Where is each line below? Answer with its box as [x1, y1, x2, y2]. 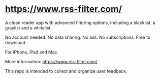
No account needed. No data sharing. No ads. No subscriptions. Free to [5, 34, 151, 40]
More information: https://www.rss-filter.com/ [5, 58, 97, 64]
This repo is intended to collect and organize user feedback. [5, 68, 128, 74]
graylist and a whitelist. [5, 25, 52, 30]
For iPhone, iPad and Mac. [5, 49, 59, 55]
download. [5, 39, 27, 45]
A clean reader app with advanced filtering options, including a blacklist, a [5, 20, 156, 26]
